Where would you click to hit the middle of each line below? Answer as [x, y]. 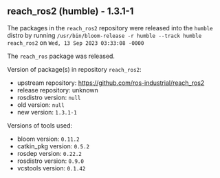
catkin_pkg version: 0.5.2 [53, 146]
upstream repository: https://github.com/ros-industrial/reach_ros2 [111, 83]
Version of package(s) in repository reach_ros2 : [74, 69]
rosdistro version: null [49, 97]
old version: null [41, 105]
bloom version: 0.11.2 [48, 139]
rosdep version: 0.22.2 [49, 153]
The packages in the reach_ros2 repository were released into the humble [110, 28]
